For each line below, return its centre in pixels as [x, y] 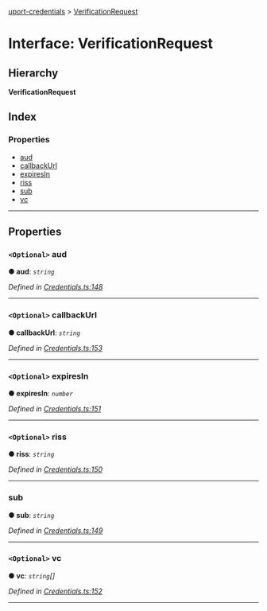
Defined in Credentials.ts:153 [56, 348]
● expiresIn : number [41, 393]
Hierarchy [33, 73]
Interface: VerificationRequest [110, 44]
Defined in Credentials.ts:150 [56, 469]
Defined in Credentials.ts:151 [55, 408]
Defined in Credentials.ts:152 [56, 591]
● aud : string [31, 272]
